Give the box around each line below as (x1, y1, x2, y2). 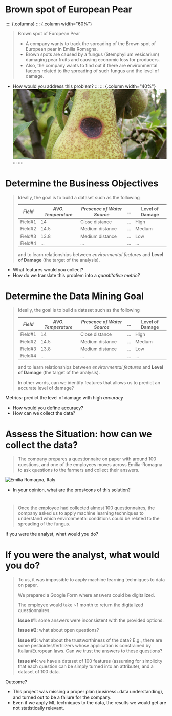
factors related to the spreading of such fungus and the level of (25, 68, 159, 74)
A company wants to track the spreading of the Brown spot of (25, 40, 156, 47)
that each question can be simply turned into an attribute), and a (17, 663, 154, 669)
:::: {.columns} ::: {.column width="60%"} (5, 20, 92, 27)
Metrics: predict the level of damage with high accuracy (5, 395, 124, 401)
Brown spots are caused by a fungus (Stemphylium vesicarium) (25, 51, 160, 57)
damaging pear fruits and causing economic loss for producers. (25, 56, 160, 62)
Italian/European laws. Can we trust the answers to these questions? (17, 648, 163, 654)
